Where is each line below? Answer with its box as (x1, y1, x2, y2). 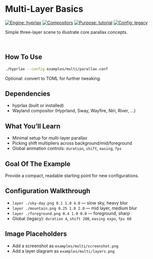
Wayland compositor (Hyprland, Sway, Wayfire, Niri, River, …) (12, 108, 136, 114)
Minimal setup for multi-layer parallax (12, 135, 87, 141)
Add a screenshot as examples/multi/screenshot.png (12, 243, 119, 249)
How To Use (5, 53, 43, 61)
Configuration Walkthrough (5, 187, 90, 195)
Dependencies (5, 90, 50, 98)
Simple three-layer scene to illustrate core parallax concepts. (5, 29, 128, 35)
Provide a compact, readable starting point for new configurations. (5, 173, 139, 179)
